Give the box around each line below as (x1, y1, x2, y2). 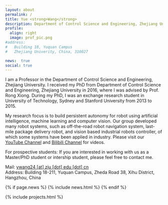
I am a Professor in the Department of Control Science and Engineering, (5, 76, 153, 82)
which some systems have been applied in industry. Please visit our (5, 134, 144, 140)
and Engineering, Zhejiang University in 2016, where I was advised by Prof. (5, 87, 159, 93)
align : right (9, 30, 37, 35)
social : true (5, 63, 32, 68)
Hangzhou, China (5, 174, 41, 180)
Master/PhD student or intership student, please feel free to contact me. (5, 154, 153, 160)
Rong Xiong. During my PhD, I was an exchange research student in (5, 92, 144, 98)
